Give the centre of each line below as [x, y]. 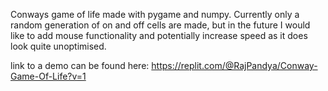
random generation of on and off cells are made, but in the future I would [160, 25]
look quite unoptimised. [58, 46]
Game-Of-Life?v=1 [48, 76]
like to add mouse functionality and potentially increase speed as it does [159, 35]
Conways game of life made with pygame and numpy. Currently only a [155, 14]
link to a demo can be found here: [80, 65]
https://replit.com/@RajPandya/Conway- [234, 65]
